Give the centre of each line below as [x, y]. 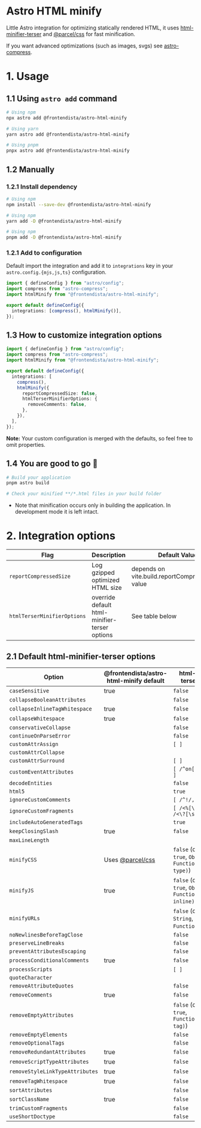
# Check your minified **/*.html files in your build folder [84, 494]
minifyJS [22, 890]
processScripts [31, 969]
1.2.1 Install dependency [42, 186]
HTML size [107, 588]
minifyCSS [23, 860]
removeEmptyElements [38, 1035]
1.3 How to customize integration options [84, 335]
